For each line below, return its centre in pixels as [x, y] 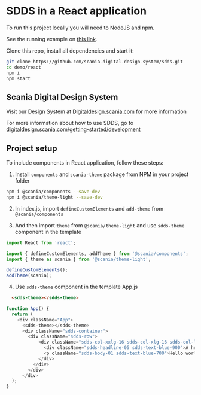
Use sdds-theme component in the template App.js [76, 287]
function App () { [28, 309]
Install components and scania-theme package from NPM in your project [102, 174]
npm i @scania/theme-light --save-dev [54, 197]
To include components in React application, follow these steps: [85, 163]
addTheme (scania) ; [29, 276]
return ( [22, 314]
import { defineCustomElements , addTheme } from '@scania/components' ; [97, 253]
